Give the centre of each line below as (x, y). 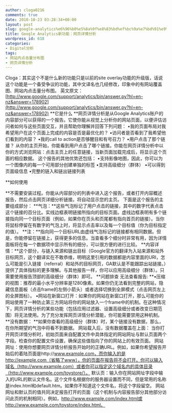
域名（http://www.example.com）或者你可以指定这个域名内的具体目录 (79, 367)
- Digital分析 (20, 48)
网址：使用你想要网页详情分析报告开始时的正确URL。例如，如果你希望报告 (84, 347)
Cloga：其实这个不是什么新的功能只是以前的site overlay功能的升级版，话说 (84, 78)
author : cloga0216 (25, 10)
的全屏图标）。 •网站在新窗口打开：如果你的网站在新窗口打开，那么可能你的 (84, 296)
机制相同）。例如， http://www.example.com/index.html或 (83, 399)
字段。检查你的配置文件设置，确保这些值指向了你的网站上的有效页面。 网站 (84, 341)
